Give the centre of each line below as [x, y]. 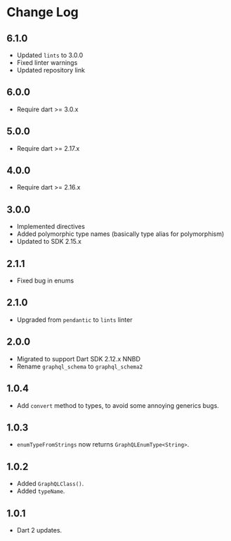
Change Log [42, 12]
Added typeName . [41, 491]
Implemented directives [51, 227]
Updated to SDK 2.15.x [49, 242]
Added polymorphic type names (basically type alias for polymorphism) [120, 234]
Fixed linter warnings [47, 63]
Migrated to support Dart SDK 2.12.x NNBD [79, 359]
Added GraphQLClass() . [50, 484]
